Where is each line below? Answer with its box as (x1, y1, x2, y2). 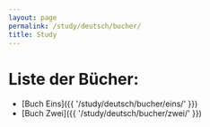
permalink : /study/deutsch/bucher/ (8, 22, 142, 31)
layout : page (8, 13, 57, 23)
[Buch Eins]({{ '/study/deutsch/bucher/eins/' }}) (21, 98, 198, 109)
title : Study (8, 30, 57, 39)
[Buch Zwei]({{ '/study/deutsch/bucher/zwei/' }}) (21, 108, 203, 119)
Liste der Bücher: (8, 68, 140, 89)
